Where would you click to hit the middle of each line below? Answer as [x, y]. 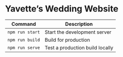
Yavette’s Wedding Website [62, 9]
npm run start [24, 32]
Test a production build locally [79, 47]
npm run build [24, 40]
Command [24, 24]
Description [79, 24]
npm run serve [24, 47]
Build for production [67, 40]
